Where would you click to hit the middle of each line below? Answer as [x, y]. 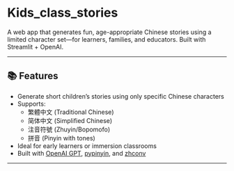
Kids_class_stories [63, 13]
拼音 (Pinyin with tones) [61, 138]
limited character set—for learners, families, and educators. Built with [107, 39]
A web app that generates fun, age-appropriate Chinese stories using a [109, 32]
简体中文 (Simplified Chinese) [70, 120]
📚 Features [33, 76]
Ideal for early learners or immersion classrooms [87, 146]
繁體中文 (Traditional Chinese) [71, 112]
